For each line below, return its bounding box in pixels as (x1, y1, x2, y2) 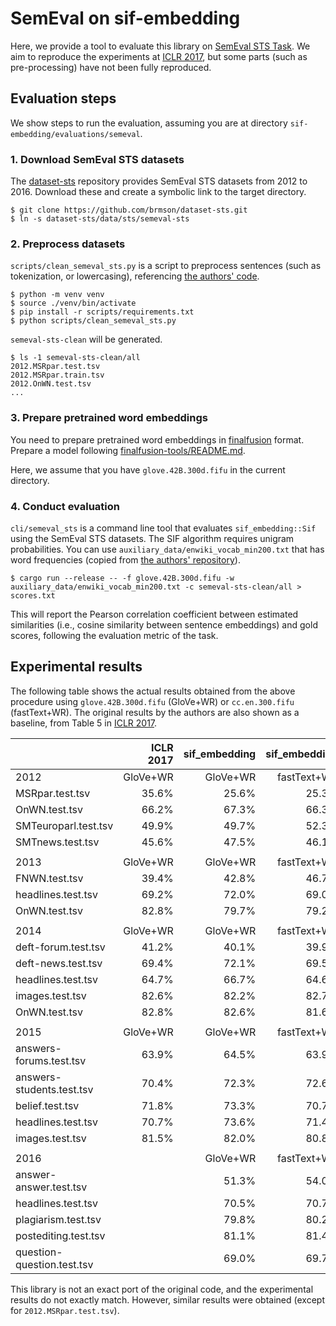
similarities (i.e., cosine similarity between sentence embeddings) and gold (10, 618, 318, 631)
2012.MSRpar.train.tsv (10, 370, 105, 381)
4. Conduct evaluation (10, 499, 121, 513)
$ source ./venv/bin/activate (10, 298, 137, 309)
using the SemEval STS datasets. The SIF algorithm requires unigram (10, 532, 295, 544)
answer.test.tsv (15, 1180, 88, 1194)
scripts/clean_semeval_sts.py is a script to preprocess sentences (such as (10, 260, 322, 272)
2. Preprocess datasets (10, 237, 126, 251)
